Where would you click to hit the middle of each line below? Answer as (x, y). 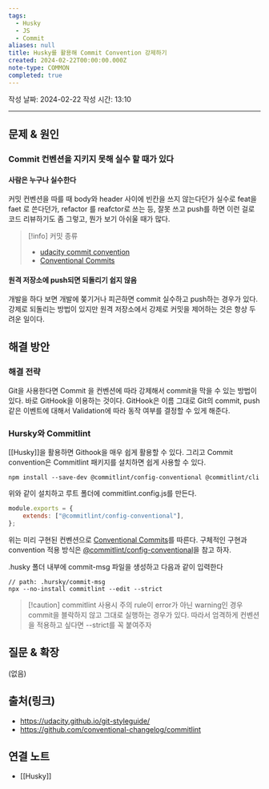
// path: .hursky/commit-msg (57, 582)
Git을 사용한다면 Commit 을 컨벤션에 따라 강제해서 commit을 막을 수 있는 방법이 (133, 391)
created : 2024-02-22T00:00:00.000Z (68, 61)
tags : (17, 16)
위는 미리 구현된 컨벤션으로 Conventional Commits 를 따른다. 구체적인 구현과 (128, 539)
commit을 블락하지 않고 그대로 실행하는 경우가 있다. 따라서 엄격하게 (133, 614)
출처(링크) (32, 701)
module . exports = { (41, 509)
